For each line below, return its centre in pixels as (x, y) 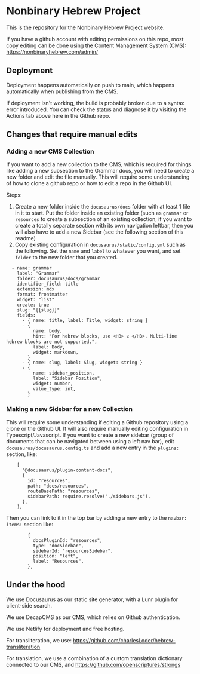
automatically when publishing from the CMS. (62, 91)
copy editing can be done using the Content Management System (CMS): (96, 45)
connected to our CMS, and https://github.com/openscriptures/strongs (93, 664)
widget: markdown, (56, 353)
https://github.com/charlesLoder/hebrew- (124, 640)
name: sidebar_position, (64, 373)
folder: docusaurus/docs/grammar (59, 279)
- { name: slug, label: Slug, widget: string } (82, 363)
